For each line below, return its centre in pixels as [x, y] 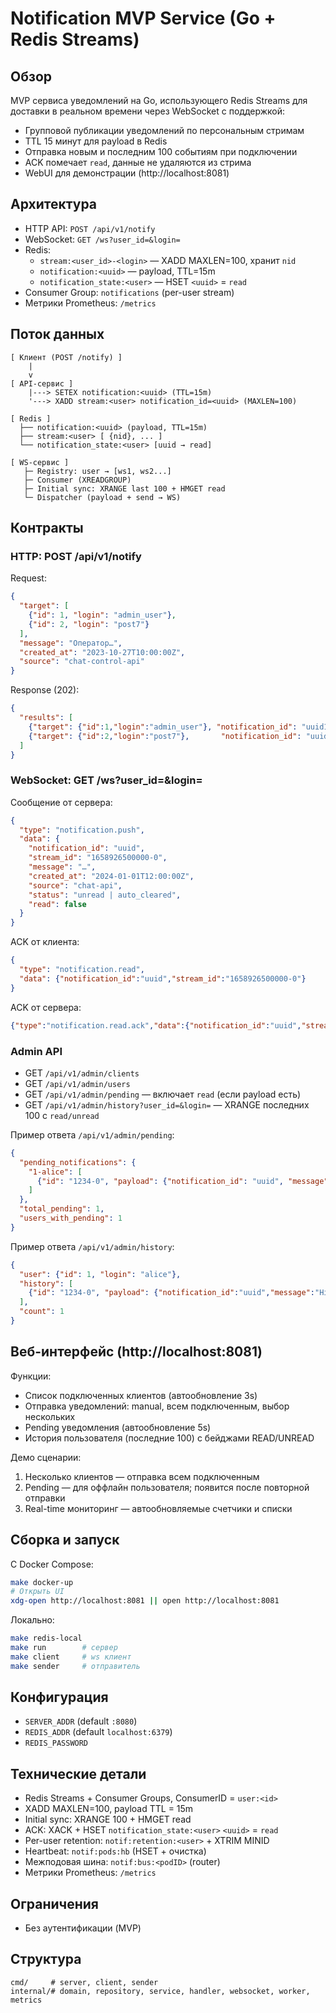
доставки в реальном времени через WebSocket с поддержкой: [148, 111]
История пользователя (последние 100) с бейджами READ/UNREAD [169, 1438]
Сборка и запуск [65, 1540]
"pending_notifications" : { [78, 1162]
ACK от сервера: [46, 1007]
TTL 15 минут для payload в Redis [96, 141]
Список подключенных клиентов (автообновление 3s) [141, 1395]
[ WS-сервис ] [40, 462]
